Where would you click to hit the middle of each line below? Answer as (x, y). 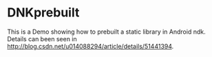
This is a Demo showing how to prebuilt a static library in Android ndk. (106, 32)
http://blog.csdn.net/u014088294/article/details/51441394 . (91, 46)
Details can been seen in (42, 38)
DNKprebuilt (43, 13)
